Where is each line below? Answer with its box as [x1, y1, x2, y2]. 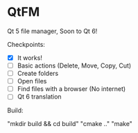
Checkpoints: [7, 40, 45, 48]
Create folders [17, 70, 59, 78]
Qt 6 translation [17, 92, 62, 101]
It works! [17, 53, 43, 62]
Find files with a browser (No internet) [17, 85, 126, 93]
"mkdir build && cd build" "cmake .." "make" [7, 120, 133, 128]
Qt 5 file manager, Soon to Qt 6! [7, 27, 98, 35]
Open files [17, 77, 47, 85]
